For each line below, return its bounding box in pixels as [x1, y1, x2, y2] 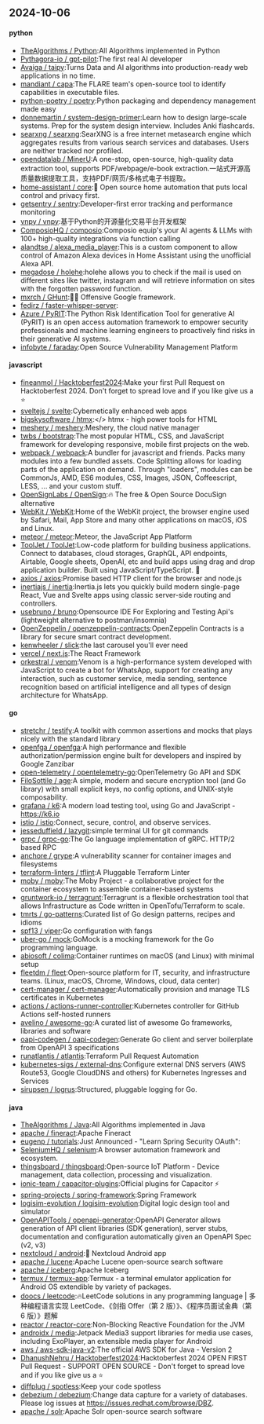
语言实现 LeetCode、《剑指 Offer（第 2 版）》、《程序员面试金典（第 [41, 1301, 252, 1311]
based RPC [20, 843, 57, 851]
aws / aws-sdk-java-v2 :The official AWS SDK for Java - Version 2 [20, 1345, 233, 1354]
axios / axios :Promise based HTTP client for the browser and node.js [20, 573, 242, 583]
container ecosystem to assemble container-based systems [20, 884, 214, 894]
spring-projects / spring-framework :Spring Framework [20, 1190, 197, 1200]
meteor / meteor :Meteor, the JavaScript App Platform [20, 532, 193, 541]
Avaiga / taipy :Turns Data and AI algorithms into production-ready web [20, 62, 248, 71]
